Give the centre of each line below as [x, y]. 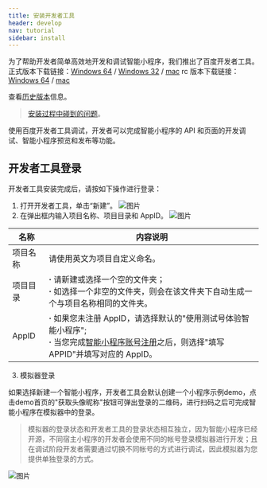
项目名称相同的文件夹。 [108, 303]
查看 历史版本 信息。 [40, 97]
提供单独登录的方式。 [62, 459]
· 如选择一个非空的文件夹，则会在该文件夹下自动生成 [147, 291]
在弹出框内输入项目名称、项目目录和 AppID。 [94, 216]
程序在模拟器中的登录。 [60, 412]
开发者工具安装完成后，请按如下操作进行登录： [85, 189]
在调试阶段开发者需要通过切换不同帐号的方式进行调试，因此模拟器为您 [143, 449]
